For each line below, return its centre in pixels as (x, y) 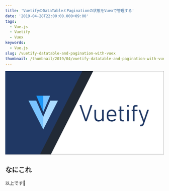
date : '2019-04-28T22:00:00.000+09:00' (47, 16)
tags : (11, 21)
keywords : (16, 43)
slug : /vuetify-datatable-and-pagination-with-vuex (60, 53)
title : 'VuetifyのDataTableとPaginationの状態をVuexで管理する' (70, 11)
